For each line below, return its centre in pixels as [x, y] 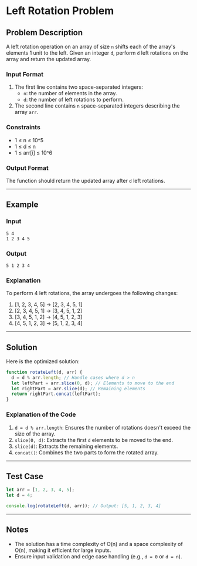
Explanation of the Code [41, 414]
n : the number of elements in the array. [70, 93]
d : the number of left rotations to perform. [74, 100]
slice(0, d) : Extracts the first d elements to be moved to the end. [94, 440]
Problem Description [45, 33]
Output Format [27, 168]
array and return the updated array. [49, 59]
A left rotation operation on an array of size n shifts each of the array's [91, 46]
